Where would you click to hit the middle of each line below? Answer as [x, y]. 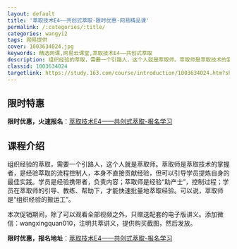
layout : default [31, 14]
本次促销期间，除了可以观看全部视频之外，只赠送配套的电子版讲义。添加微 [115, 214]
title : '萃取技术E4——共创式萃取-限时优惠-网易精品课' [78, 20]
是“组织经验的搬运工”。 [41, 200]
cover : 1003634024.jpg [41, 47]
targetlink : [25, 73]
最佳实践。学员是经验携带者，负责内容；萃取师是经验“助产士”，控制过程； [115, 182]
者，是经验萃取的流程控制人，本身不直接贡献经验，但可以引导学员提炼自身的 [119, 173]
